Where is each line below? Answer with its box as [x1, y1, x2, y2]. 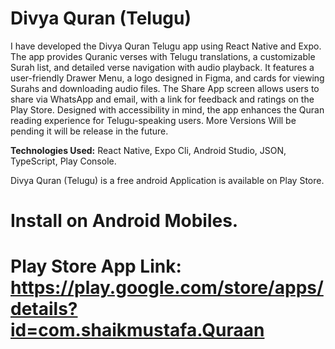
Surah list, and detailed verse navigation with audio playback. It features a [10, 61, 315, 73]
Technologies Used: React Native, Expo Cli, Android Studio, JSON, [10, 144, 287, 156]
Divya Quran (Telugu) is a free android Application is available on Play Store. [10, 174, 325, 186]
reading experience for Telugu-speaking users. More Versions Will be [10, 114, 297, 126]
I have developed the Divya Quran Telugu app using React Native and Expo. [10, 40, 322, 52]
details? [10, 298, 78, 321]
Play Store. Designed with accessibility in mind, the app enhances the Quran [10, 103, 325, 116]
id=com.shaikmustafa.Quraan [10, 319, 265, 342]
